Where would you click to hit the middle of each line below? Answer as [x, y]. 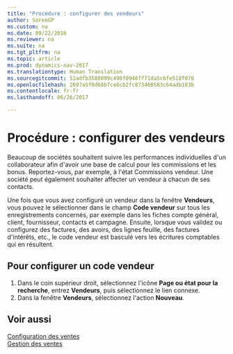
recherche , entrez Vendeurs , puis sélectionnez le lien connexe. [109, 290]
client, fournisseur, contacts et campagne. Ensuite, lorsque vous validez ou [115, 222]
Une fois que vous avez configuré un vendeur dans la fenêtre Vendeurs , [111, 200]
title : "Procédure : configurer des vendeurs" [76, 14]
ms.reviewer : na [31, 40]
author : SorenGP [31, 20]
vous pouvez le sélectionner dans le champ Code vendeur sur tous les [109, 207]
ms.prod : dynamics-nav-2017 [48, 65]
